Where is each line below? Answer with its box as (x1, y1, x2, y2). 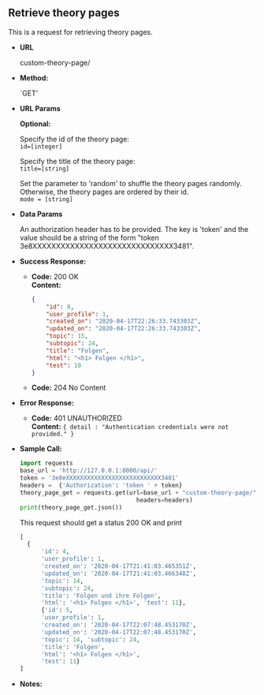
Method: (19, 73, 49, 82)
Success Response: (19, 256, 87, 266)
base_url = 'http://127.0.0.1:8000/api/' (19, 467, 158, 475)
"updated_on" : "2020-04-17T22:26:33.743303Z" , (46, 325, 202, 333)
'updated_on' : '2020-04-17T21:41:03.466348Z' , (40, 570, 197, 577)
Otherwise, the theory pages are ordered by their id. (19, 187, 189, 196)
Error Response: (19, 398, 75, 408)
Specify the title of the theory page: (19, 156, 136, 166)
